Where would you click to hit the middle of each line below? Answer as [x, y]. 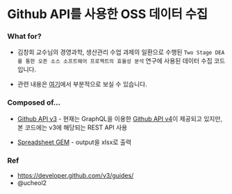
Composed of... [34, 103]
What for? [24, 37]
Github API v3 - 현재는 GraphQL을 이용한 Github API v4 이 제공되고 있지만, [120, 118]
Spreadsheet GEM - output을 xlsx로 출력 [74, 142]
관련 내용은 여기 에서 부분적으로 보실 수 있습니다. [82, 85]
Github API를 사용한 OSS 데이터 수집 [108, 14]
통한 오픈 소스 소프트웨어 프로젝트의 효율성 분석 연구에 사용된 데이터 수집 [119, 61]
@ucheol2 [32, 183]
